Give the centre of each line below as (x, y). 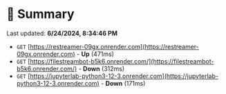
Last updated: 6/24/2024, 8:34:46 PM (62, 33)
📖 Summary (40, 14)
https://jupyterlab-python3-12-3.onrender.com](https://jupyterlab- (124, 76)
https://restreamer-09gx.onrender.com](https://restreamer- (115, 46)
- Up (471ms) (95, 54)
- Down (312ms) (102, 68)
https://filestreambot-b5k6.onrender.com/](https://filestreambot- (122, 61)
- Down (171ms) (123, 83)
